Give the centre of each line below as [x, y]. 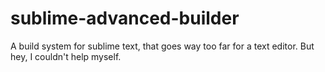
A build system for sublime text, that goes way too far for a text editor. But [162, 46]
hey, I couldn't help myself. [66, 56]
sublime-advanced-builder [125, 18]
